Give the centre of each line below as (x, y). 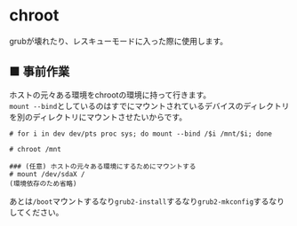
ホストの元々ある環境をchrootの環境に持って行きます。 (110, 95)
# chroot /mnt (36, 149)
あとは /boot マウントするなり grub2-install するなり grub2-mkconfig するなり (147, 201)
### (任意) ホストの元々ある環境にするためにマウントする (103, 166)
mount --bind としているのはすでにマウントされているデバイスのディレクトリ (149, 105)
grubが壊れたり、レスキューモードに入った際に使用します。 (119, 41)
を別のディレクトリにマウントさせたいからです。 (98, 117)
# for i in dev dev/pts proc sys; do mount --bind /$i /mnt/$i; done (141, 134)
